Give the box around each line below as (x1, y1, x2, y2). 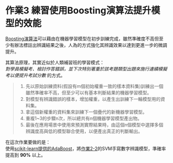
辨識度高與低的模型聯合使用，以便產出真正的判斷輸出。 (25, 128, 143, 134)
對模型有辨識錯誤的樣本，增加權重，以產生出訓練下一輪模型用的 (25, 96, 161, 102)
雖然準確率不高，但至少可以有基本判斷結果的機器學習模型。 (25, 89, 152, 96)
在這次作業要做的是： (5, 139, 50, 145)
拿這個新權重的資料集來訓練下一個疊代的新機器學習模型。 (25, 108, 147, 115)
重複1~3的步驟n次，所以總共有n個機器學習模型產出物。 (25, 115, 142, 121)
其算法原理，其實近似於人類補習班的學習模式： (5, 59, 104, 65)
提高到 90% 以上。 (5, 152, 46, 158)
